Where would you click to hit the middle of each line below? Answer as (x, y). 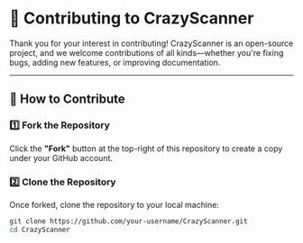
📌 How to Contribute (68, 99)
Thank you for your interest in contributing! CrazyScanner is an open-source (151, 43)
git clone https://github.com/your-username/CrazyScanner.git (129, 221)
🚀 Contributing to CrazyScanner (132, 18)
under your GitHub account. (61, 157)
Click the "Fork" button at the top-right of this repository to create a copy (146, 148)
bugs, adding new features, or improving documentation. (115, 62)
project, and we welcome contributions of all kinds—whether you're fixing (147, 52)
